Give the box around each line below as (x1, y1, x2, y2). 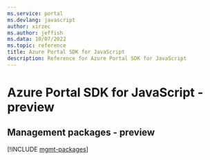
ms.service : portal (7, 10, 64, 17)
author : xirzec (7, 23, 51, 30)
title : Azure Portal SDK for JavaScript (7, 49, 126, 56)
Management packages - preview (7, 127, 155, 139)
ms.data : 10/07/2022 (7, 36, 67, 43)
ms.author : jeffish (7, 29, 64, 37)
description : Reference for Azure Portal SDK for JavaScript (7, 55, 187, 62)
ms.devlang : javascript (7, 17, 76, 23)
